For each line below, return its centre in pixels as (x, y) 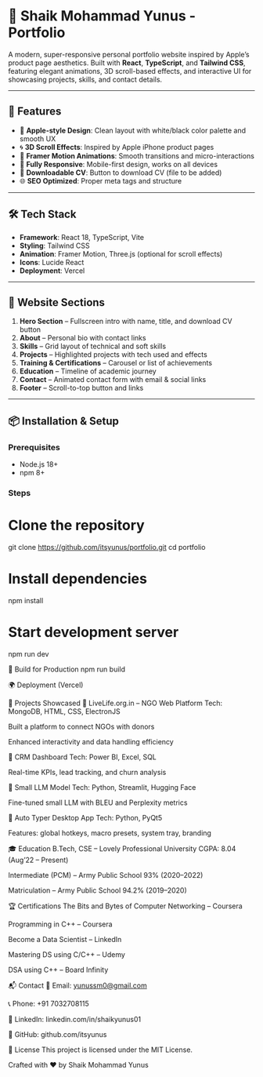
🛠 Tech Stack (42, 215)
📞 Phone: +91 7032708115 (49, 1003)
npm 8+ (32, 473)
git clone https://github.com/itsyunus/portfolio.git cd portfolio (107, 547)
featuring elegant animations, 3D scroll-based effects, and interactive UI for (130, 71)
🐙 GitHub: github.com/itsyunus (58, 1034)
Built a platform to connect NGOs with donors (81, 726)
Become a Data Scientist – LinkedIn (65, 939)
